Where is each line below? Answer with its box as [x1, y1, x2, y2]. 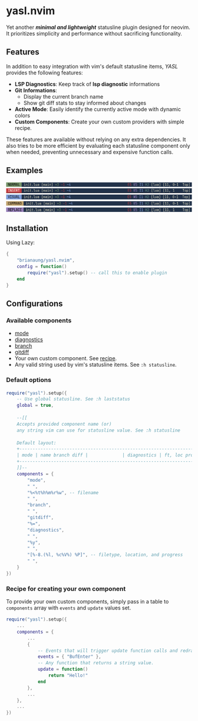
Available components [6, 316, 72, 324]
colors [14, 112, 31, 119]
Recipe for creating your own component [6, 585, 126, 593]
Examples [6, 165, 43, 175]
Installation [6, 223, 48, 233]
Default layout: [16, 440, 57, 446]
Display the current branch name [23, 93, 104, 100]
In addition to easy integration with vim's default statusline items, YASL [6, 63, 179, 70]
